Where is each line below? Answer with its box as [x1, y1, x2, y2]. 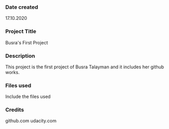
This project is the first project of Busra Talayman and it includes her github [5, 64, 164, 70]
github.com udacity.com [5, 118, 57, 124]
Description [5, 52, 35, 59]
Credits [5, 106, 24, 113]
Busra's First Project [5, 39, 48, 45]
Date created [5, 4, 38, 11]
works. [5, 69, 20, 75]
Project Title [5, 28, 37, 35]
